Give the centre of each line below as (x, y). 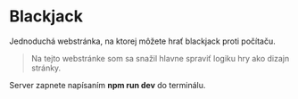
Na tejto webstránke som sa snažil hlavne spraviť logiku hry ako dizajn (160, 58)
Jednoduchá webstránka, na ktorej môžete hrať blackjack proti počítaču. (143, 41)
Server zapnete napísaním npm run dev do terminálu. (108, 85)
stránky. (46, 68)
